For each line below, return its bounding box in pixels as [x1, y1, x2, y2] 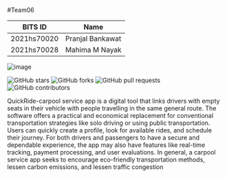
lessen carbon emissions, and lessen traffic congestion [7, 163, 164, 171]
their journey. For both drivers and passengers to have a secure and [7, 134, 200, 141]
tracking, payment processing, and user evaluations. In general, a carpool [7, 148, 216, 156]
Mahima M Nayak [65, 45, 122, 55]
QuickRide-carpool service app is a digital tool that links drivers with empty [7, 97, 220, 105]
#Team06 [7, 6, 34, 14]
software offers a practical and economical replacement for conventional [7, 112, 214, 119]
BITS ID [22, 22, 47, 32]
